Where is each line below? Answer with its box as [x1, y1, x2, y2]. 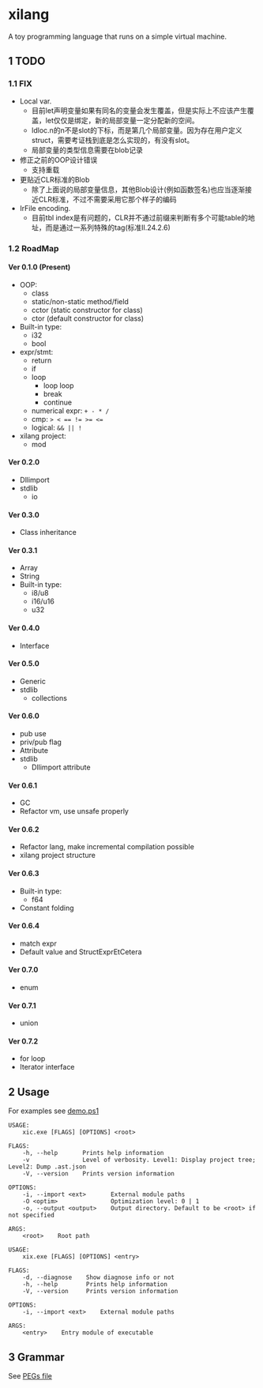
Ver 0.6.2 [8, 824, 39, 834]
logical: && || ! [31, 423, 82, 432]
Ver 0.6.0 [8, 711, 39, 720]
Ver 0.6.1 [8, 781, 38, 790]
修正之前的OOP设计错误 [19, 155, 98, 164]
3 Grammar [8, 1350, 65, 1364]
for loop [19, 1054, 46, 1063]
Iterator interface [19, 1063, 75, 1072]
